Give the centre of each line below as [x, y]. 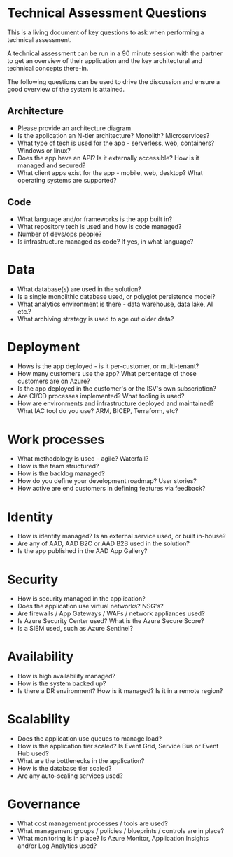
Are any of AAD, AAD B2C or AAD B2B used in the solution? [104, 543]
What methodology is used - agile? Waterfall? [83, 459]
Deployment [44, 347]
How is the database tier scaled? [64, 769]
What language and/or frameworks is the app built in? [95, 219]
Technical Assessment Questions [107, 13]
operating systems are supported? [67, 180]
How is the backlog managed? [61, 473]
